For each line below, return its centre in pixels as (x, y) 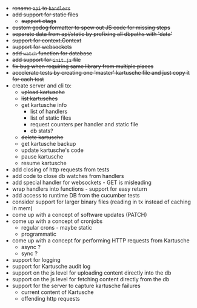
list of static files (51, 118)
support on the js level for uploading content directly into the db (92, 273)
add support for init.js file (46, 60)
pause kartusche (42, 156)
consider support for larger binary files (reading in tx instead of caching (101, 202)
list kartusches (39, 98)
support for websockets (42, 47)
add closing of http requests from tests (61, 169)
